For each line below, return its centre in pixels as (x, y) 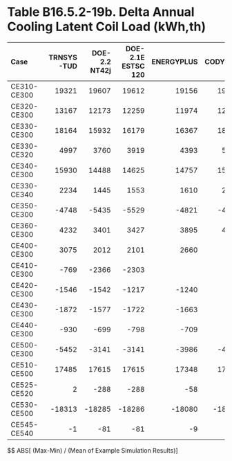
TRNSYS (62, 57)
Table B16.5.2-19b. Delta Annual (101, 12)
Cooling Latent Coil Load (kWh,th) (107, 27)
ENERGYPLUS (175, 62)
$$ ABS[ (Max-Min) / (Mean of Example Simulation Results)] (93, 450)
